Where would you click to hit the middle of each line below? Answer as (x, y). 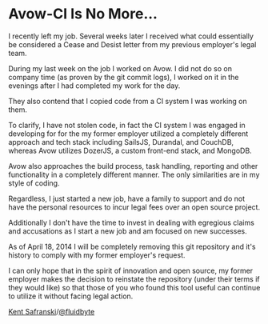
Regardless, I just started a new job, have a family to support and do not (127, 198)
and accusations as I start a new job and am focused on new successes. (128, 231)
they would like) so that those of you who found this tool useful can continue (134, 287)
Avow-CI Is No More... (83, 14)
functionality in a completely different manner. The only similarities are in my (134, 174)
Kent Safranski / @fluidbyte (52, 311)
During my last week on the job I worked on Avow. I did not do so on (120, 68)
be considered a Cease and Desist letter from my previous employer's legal (132, 44)
